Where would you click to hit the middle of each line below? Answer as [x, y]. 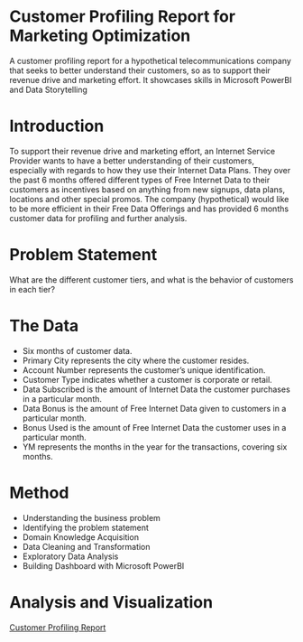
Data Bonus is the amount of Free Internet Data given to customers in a [154, 408]
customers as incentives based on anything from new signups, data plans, [147, 189]
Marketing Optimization [100, 36]
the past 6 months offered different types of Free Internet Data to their [140, 180]
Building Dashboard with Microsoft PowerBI [103, 565]
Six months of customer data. [77, 350]
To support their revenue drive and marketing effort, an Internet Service [142, 151]
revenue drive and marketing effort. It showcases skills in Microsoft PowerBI [151, 79]
